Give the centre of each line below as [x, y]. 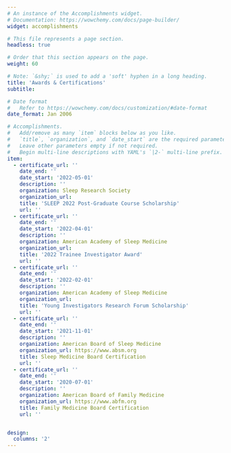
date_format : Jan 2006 [40, 114]
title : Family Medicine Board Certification [84, 408]
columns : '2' [32, 439]
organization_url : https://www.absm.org [78, 350]
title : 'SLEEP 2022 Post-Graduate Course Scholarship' [100, 203]
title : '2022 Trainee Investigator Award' [81, 254]
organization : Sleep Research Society [75, 190]
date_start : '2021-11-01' [57, 331]
